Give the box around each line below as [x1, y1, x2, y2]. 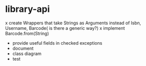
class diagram [12, 51, 41, 57]
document [12, 45, 34, 51]
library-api [5, 3, 50, 15]
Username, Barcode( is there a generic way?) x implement [5, 25, 125, 31]
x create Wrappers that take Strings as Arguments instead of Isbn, [5, 20, 141, 26]
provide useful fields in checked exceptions [12, 40, 102, 46]
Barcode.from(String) [5, 30, 49, 36]
